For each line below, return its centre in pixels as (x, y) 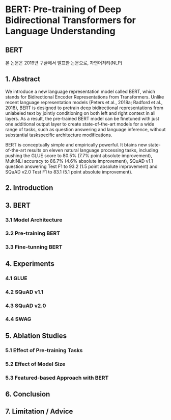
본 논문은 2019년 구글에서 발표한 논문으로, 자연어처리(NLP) (64, 63)
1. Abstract (23, 79)
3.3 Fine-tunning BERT (34, 247)
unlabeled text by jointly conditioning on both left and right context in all (80, 113)
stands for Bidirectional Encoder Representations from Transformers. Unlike (85, 97)
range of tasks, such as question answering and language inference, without (85, 129)
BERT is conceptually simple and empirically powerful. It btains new (76, 144)
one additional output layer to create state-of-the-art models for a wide (80, 124)
